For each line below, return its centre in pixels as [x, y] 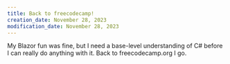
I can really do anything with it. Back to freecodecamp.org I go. [97, 53]
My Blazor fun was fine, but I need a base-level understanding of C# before [115, 46]
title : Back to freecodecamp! [51, 13]
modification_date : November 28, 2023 [63, 26]
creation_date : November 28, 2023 [57, 20]
